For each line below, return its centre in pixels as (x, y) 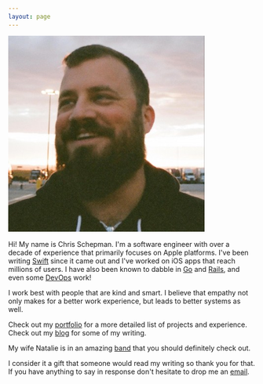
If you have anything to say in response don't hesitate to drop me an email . (129, 371)
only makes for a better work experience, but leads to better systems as (124, 301)
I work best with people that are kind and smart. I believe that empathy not (128, 292)
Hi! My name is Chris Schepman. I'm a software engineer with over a (119, 244)
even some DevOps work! (50, 277)
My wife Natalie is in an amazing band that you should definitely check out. (130, 348)
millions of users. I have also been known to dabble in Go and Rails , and (124, 269)
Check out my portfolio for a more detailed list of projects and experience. (128, 324)
